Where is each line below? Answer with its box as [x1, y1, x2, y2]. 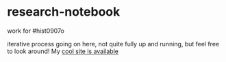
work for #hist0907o [7, 27, 65, 35]
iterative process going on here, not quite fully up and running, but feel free [7, 40, 220, 48]
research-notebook [7, 4, 121, 20]
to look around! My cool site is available [7, 47, 118, 55]
